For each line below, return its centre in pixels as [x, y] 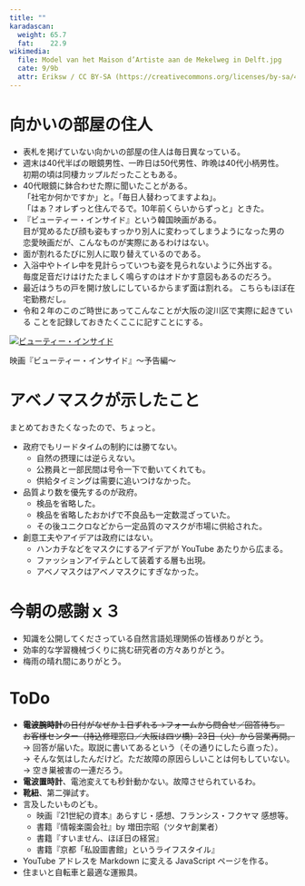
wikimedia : [30, 52]
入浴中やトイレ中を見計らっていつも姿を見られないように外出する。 [149, 265]
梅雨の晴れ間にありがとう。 [74, 661]
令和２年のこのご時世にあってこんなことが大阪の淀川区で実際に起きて [154, 310]
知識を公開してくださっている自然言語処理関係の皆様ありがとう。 [145, 638]
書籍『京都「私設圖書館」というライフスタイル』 [128, 849]
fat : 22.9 [42, 43]
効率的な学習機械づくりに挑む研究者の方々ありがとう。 [126, 649]
